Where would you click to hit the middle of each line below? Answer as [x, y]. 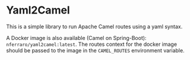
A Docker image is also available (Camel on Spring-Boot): [76, 38]
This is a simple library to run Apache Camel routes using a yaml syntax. [94, 26]
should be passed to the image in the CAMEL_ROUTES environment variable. [96, 50]
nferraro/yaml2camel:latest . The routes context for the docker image [91, 44]
